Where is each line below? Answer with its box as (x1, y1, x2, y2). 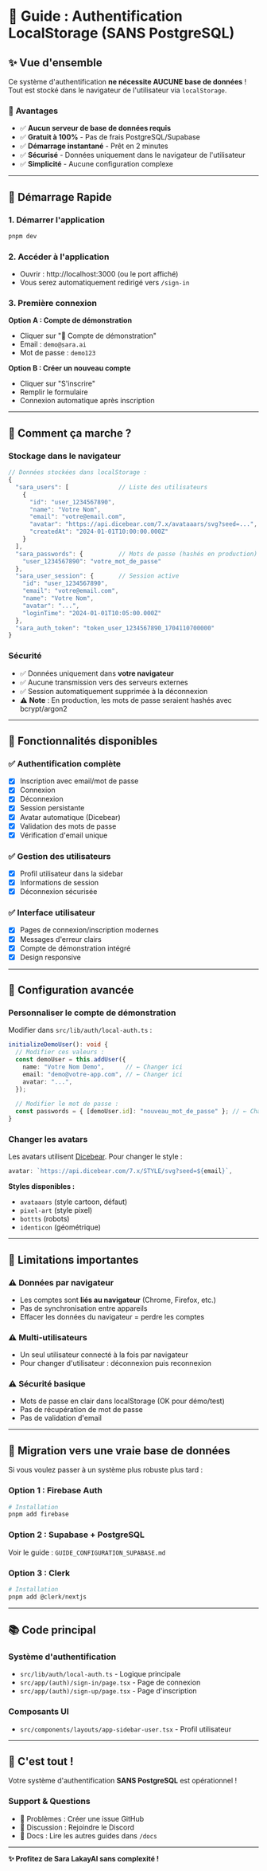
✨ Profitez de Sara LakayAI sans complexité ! (8, 1853, 160, 1863)
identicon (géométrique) (19, 1222, 102, 1232)
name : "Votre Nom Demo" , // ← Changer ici (22, 1063, 183, 1071)
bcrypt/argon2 (19, 704, 68, 713)
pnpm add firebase (8, 1510, 69, 1519)
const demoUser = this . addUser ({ (15, 1056, 126, 1064)
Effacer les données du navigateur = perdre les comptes (19, 1312, 205, 1321)
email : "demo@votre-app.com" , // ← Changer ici (22, 1070, 183, 1078)
